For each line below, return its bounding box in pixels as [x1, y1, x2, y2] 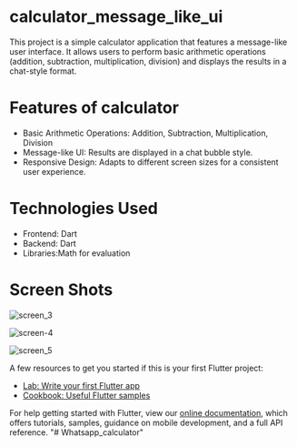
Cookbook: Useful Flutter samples [22, 390, 151, 401]
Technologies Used [9, 198, 159, 219]
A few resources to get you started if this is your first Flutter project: [9, 362, 263, 373]
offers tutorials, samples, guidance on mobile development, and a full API [9, 417, 283, 428]
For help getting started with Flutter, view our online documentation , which [9, 407, 289, 418]
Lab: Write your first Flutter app [22, 380, 141, 391]
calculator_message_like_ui [9, 6, 223, 27]
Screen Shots [9, 279, 114, 300]
